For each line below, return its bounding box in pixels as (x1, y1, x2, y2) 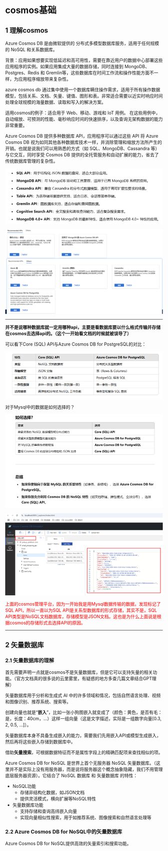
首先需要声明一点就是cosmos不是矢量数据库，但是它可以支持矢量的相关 (5, 669, 153, 675)
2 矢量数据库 (5, 641, 44, 649)
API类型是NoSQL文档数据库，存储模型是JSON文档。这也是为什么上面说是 (5, 614, 157, 620)
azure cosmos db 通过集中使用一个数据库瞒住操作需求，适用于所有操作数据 (5, 87, 160, 93)
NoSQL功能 (12, 783, 36, 789)
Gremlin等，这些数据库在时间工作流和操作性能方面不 (45, 70, 154, 76)
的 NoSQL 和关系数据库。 (5, 47, 57, 53)
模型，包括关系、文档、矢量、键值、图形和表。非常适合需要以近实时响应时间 (5, 93, 163, 99)
